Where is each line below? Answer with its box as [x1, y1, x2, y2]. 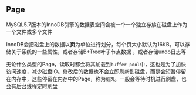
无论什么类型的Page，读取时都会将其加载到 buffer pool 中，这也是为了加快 [6, 60, 187, 67]
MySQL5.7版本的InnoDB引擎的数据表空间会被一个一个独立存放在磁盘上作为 [6, 21, 188, 28]
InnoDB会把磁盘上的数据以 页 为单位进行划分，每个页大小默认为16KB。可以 [6, 40, 185, 48]
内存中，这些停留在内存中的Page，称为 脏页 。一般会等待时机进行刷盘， [11, 75, 182, 82]
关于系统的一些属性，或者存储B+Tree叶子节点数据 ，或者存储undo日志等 [11, 48, 187, 55]
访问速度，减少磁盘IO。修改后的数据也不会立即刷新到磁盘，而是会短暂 [6, 67, 176, 75]
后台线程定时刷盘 [16, 82, 58, 90]
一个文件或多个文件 [6, 28, 53, 35]
